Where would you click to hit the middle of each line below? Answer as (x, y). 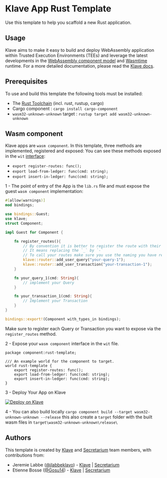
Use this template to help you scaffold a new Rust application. (68, 22)
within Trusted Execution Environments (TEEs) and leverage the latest (76, 55)
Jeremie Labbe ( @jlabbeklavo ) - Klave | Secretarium (66, 465)
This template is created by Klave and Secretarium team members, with (78, 450)
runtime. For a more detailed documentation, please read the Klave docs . (80, 66)
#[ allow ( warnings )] (25, 200)
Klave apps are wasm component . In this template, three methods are (74, 146)
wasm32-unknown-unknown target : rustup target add (64, 114)
